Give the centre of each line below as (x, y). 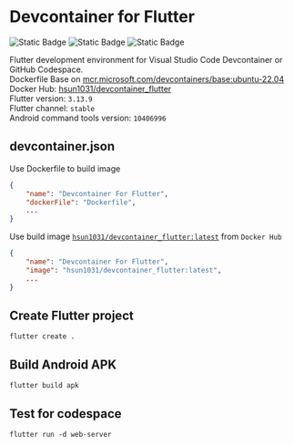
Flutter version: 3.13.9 (51, 99)
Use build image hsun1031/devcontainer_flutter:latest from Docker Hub (146, 237)
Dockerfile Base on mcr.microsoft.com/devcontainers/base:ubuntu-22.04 (147, 78)
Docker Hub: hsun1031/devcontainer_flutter (91, 88)
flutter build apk (44, 386)
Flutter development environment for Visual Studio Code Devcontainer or (146, 59)
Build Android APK (63, 364)
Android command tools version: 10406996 (88, 118)
